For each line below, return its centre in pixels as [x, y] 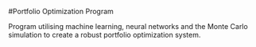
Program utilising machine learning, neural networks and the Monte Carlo [128, 26]
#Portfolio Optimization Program [61, 11]
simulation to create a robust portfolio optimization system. [105, 35]
